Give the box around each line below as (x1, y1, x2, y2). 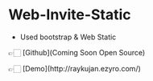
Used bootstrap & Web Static (19, 32, 117, 42)
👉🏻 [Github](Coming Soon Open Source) (8, 47, 146, 57)
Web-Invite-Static (8, 6, 131, 24)
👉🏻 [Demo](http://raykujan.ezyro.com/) (8, 63, 141, 73)
